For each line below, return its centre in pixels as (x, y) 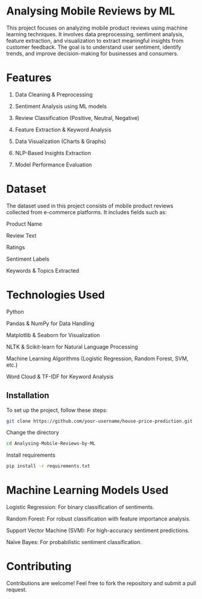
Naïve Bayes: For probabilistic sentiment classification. (74, 542)
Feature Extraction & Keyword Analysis (63, 129)
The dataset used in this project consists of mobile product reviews (90, 206)
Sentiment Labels (28, 259)
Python (15, 311)
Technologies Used (56, 295)
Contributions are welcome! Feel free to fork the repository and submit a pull (101, 583)
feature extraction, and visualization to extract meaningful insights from (95, 40)
